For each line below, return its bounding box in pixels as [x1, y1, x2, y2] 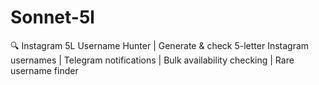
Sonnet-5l [10, 6, 95, 29]
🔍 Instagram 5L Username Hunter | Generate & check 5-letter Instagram [10, 39, 310, 51]
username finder [10, 64, 79, 76]
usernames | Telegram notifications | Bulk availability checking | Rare [10, 54, 295, 66]
